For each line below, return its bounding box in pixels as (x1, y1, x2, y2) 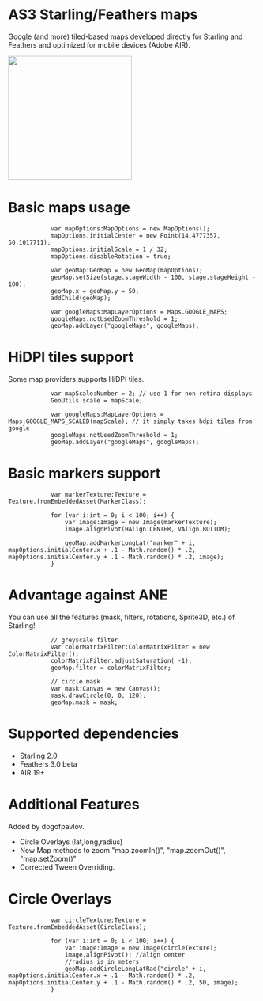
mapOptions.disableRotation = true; (50, 252, 171, 261)
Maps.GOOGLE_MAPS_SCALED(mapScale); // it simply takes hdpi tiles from (8, 417, 253, 425)
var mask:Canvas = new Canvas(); (50, 684, 160, 692)
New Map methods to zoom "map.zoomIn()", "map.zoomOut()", (19, 845, 226, 854)
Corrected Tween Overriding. (19, 862, 115, 872)
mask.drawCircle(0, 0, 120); (50, 691, 147, 699)
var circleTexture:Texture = (50, 916, 147, 924)
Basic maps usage (8, 199, 130, 217)
